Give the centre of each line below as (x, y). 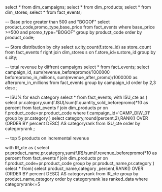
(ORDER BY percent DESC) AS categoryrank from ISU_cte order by (73, 123)
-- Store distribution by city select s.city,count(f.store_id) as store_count (78, 47)
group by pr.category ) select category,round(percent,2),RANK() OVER (77, 118)
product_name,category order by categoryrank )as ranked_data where (77, 179)
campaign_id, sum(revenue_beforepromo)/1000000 (57, 72)
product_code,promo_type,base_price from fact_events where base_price (80, 27)
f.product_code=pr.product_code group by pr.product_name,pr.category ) (80, 163)
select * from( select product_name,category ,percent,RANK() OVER (74, 168)
